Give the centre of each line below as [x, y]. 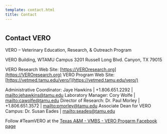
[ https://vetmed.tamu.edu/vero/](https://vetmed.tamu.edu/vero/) [72, 80]
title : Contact [21, 15]
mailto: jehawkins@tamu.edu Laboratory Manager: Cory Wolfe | [70, 95]
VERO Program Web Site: [89, 75]
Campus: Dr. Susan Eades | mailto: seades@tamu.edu [60, 111]
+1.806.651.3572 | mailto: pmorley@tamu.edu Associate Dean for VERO [78, 106]
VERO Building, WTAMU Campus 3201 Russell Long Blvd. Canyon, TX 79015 [84, 60]
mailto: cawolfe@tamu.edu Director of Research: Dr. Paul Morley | [72, 100]
